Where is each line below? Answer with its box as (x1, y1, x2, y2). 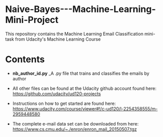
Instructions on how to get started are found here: (12, 100, 116, 106)
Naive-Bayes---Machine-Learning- (5, 4, 156, 15)
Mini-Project (5, 14, 59, 26)
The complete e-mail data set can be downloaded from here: (12, 120, 139, 126)
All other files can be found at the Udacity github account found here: (12, 85, 157, 91)
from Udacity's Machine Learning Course (15, 36, 101, 42)
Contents (5, 54, 45, 65)
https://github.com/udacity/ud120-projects (12, 90, 101, 96)
